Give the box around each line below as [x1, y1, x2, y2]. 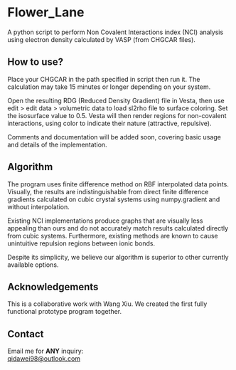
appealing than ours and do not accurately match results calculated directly [7, 223, 229, 232]
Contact [7, 328, 44, 340]
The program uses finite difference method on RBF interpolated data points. [7, 179, 230, 189]
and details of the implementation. [7, 140, 108, 149]
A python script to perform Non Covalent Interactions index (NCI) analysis [7, 28, 224, 36]
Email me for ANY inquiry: [7, 347, 84, 356]
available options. [7, 260, 59, 269]
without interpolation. [7, 202, 70, 211]
